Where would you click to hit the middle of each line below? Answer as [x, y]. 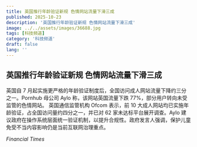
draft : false [22, 45]
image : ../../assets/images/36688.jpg [53, 28]
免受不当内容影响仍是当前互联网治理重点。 [57, 127]
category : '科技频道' [31, 39]
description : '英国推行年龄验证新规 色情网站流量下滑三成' [71, 22]
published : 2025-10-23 [34, 17]
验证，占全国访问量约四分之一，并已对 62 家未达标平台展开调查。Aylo [95, 112]
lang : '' [17, 50]
